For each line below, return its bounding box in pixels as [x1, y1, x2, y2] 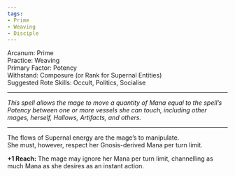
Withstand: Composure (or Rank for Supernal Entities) [7, 71, 162, 80]
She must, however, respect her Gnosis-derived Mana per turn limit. [7, 141, 203, 149]
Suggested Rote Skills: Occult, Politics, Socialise [7, 78, 146, 87]
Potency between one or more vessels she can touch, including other [7, 106, 208, 115]
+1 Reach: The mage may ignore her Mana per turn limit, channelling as [7, 154, 213, 163]
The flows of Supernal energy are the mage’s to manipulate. [7, 133, 180, 142]
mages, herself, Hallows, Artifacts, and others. [7, 113, 142, 122]
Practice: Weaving [7, 57, 60, 65]
